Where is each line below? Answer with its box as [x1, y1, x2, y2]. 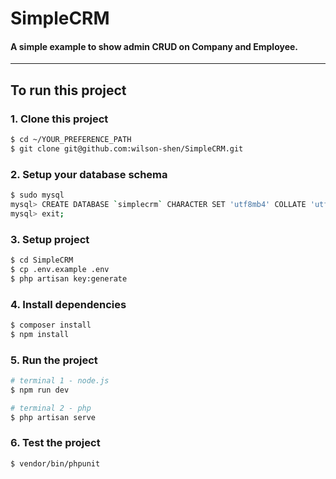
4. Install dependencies [10, 297, 127, 311]
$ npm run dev [10, 385, 70, 395]
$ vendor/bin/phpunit [10, 458, 101, 469]
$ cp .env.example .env [10, 264, 110, 274]
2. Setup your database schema [10, 167, 168, 181]
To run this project [10, 82, 127, 99]
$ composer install [10, 320, 92, 330]
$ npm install [10, 329, 70, 339]
